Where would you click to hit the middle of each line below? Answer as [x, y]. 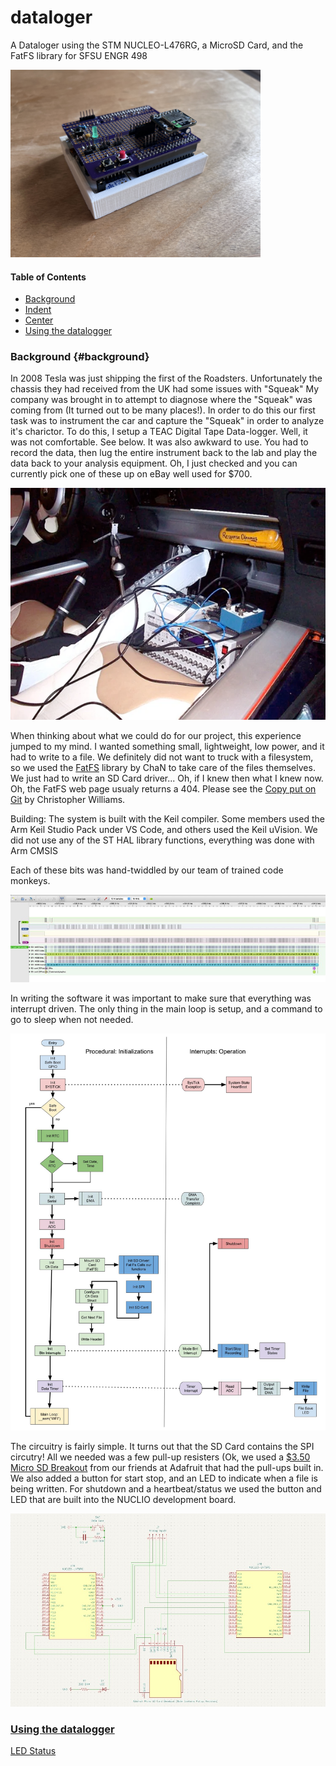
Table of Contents [48, 277]
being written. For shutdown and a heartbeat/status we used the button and [166, 1488]
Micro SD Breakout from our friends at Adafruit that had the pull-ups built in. [167, 1467]
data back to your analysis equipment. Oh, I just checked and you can [154, 463]
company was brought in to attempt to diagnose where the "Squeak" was [161, 400]
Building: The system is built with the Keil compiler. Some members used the [167, 818]
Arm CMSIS [34, 850]
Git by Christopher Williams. [68, 799]
